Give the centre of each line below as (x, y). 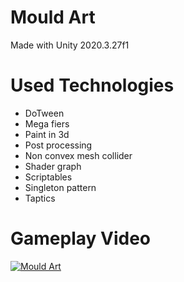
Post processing (58, 145)
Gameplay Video (80, 238)
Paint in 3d (47, 134)
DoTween (44, 113)
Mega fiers (47, 123)
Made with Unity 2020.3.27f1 (70, 45)
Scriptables (48, 177)
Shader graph (53, 166)
